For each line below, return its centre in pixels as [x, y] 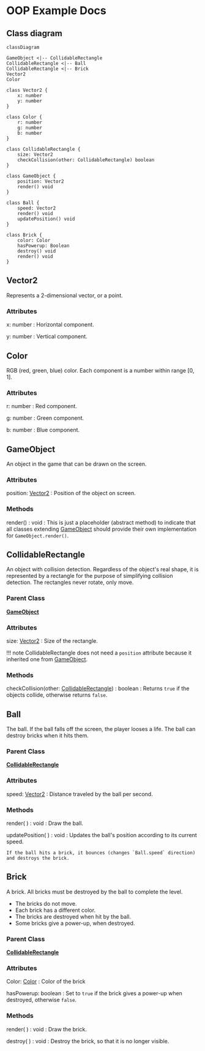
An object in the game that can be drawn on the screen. [76, 464]
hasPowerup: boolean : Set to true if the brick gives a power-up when [94, 993]
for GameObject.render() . [38, 535]
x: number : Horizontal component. [50, 325]
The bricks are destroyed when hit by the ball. [73, 916]
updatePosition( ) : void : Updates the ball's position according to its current [102, 835]
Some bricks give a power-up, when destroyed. [75, 923]
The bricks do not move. [46, 903]
